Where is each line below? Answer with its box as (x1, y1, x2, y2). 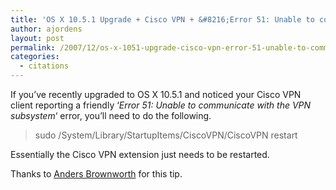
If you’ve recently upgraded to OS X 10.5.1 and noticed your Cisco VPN (10, 89, 302, 100)
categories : (10, 52, 60, 62)
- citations (19, 61, 70, 71)
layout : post (10, 33, 65, 43)
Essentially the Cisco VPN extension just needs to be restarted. (10, 149, 270, 160)
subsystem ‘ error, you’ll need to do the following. (10, 110, 212, 121)
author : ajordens (10, 24, 83, 34)
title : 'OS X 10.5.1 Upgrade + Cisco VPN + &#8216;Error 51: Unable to (10, 14, 315, 25)
